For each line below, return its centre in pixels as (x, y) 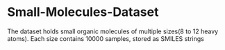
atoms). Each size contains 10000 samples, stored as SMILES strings (106, 38)
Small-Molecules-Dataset (83, 12)
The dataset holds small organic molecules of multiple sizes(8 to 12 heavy (113, 31)
